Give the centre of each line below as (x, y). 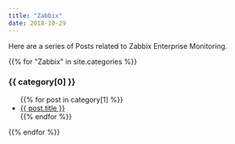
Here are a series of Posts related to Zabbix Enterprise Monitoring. (118, 46)
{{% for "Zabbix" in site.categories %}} (73, 62)
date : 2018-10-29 (37, 23)
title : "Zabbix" (35, 16)
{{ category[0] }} (42, 82)
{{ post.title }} (43, 108)
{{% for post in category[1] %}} (71, 99)
